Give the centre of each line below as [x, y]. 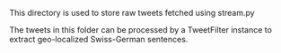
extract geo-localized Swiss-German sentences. [99, 39]
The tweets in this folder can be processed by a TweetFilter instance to [140, 30]
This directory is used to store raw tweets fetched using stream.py [132, 13]
